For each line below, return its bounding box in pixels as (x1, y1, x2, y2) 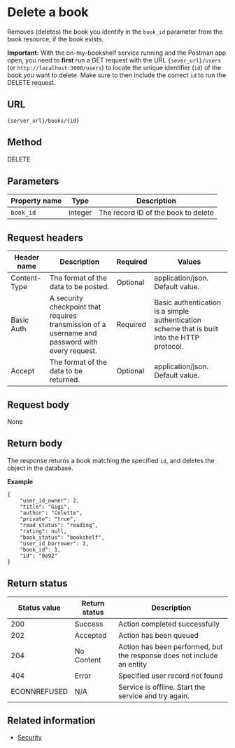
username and (49, 328, 97, 338)
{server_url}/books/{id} (7, 117, 80, 124)
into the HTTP (153, 333, 200, 342)
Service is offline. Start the (117, 682, 206, 692)
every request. (49, 346, 97, 356)
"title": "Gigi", (20, 503, 71, 510)
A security (49, 293, 83, 303)
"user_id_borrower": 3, (20, 540, 90, 547)
